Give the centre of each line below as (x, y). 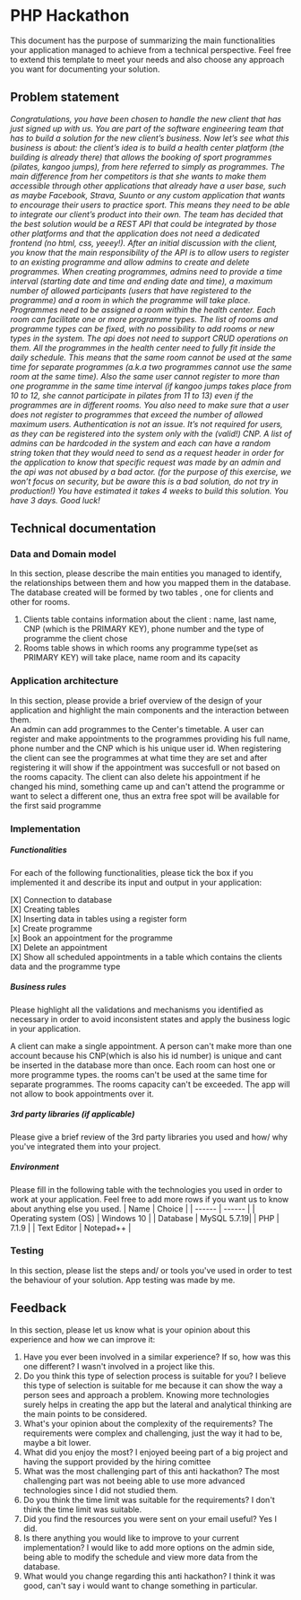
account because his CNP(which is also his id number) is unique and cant (146, 1055)
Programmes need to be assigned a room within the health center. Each (143, 310)
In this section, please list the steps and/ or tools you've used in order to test (151, 1270)
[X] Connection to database (61, 899)
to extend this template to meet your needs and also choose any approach (147, 59)
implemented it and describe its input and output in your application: (136, 882)
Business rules (38, 987)
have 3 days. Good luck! (56, 500)
